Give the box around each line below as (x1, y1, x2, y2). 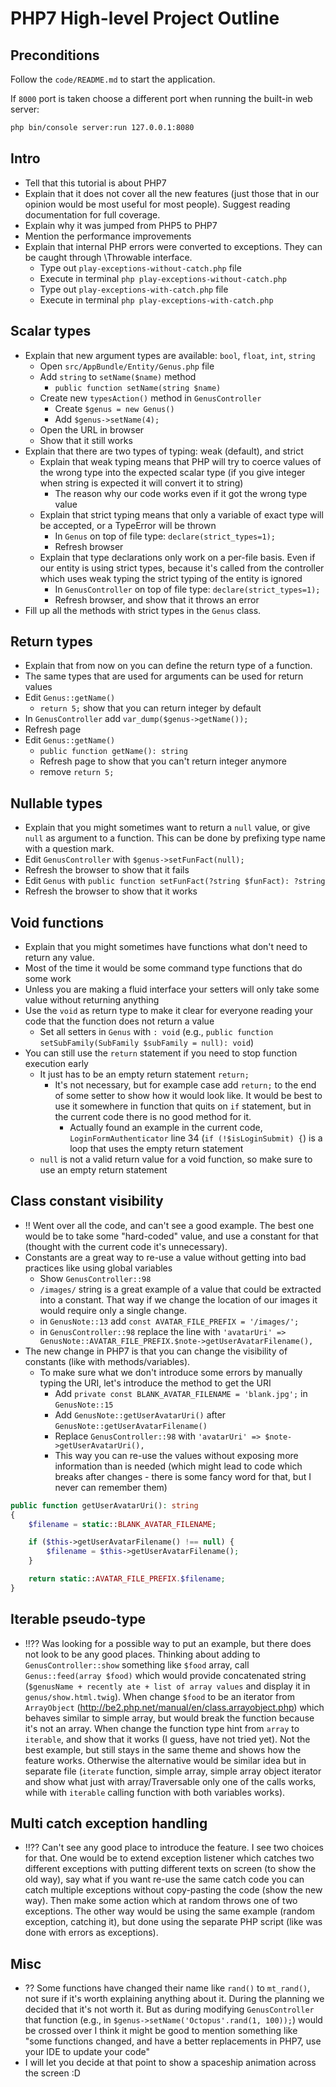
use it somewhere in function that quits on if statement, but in (54, 1100, 312, 1112)
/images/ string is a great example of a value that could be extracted (39, 1283, 322, 1295)
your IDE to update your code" (24, 2046, 151, 2058)
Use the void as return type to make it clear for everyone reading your (24, 1004, 313, 1016)
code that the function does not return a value (24, 1015, 215, 1027)
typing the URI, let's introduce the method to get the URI (39, 1377, 272, 1389)
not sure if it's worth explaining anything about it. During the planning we (24, 1993, 325, 2005)
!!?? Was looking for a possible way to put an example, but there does (24, 1637, 312, 1649)
